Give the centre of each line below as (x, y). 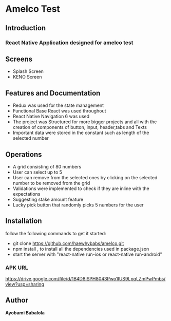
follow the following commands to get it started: (56, 233)
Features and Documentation (53, 93)
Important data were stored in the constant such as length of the (81, 133)
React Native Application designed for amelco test (69, 43)
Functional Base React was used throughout (59, 111)
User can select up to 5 (37, 172)
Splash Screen (28, 71)
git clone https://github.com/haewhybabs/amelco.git (68, 243)
